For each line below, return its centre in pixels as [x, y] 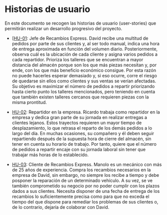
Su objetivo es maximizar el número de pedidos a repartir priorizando [83, 86]
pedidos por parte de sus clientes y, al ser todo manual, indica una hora [85, 43]
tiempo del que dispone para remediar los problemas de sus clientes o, [85, 201]
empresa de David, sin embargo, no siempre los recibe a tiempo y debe [85, 175]
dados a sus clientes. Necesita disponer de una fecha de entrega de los [86, 191]
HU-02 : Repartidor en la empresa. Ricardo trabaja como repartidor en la [86, 112]
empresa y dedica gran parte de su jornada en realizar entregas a [79, 117]
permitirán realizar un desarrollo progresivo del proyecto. [63, 28]
